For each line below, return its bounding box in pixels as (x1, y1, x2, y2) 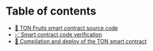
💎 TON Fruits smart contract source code (14, 24, 118, 32)
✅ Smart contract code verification (14, 30, 102, 38)
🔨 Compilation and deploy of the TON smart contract (14, 38, 147, 45)
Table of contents (5, 4, 97, 18)
